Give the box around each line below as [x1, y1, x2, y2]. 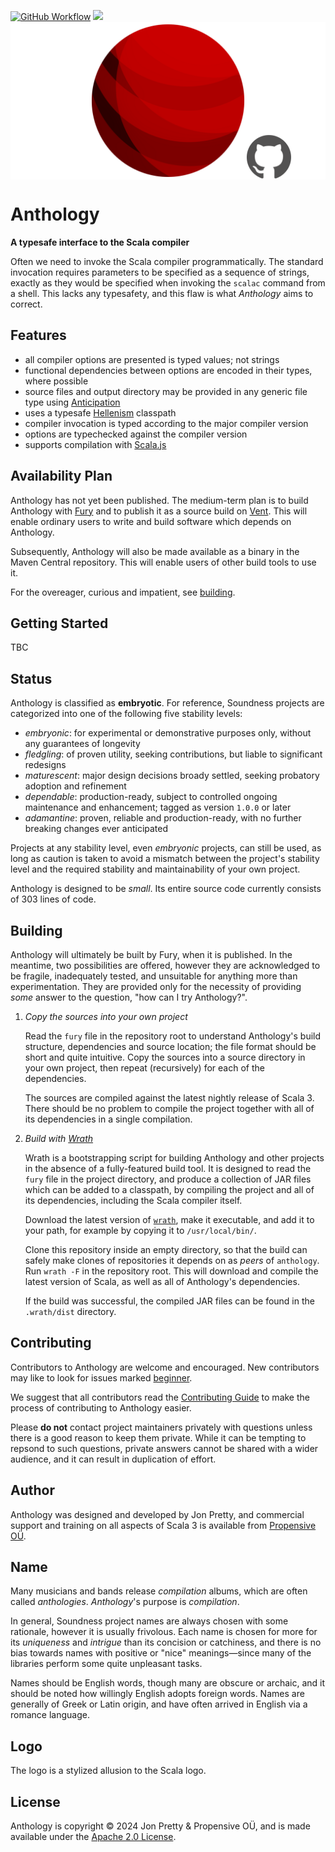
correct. [10, 298, 43, 310]
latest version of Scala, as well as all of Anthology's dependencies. [24, 1276, 300, 1287]
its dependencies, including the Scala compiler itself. [24, 1195, 243, 1206]
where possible [24, 375, 89, 387]
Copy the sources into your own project [24, 1011, 188, 1022]
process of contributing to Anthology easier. [10, 1401, 192, 1414]
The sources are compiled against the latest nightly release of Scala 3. [24, 1092, 315, 1104]
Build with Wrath [24, 1133, 94, 1144]
